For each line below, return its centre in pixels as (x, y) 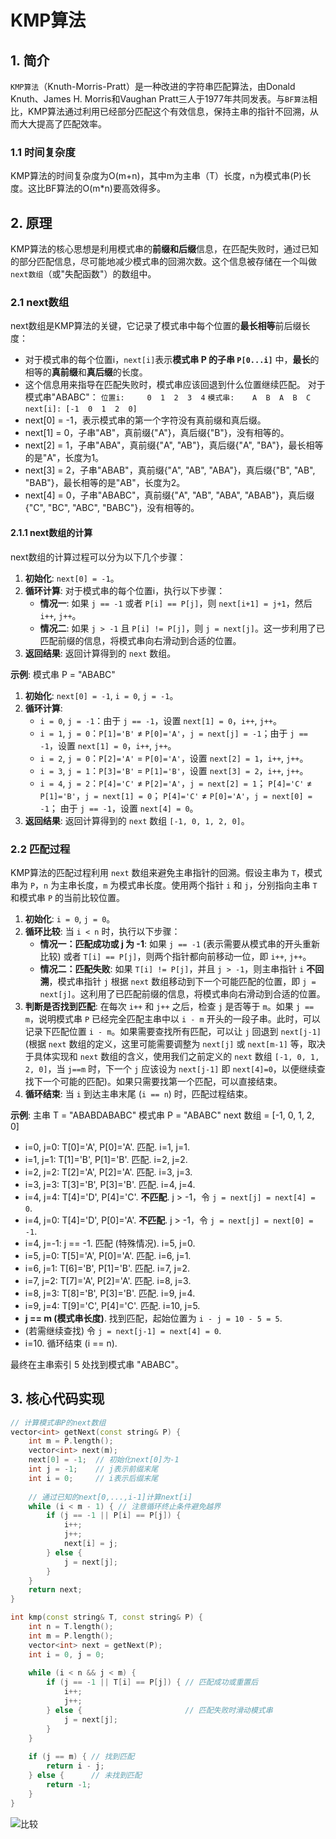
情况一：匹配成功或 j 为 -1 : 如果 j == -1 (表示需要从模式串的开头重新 (180, 943)
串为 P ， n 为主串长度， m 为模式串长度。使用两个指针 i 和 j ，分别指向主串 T (164, 885)
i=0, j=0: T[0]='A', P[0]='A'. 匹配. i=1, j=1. (107, 1147)
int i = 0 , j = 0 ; (66, 1654)
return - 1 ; (69, 1784)
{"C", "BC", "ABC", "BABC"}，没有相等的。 (112, 508)
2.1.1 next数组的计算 (51, 532)
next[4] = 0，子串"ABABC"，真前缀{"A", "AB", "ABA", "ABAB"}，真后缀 (169, 495)
